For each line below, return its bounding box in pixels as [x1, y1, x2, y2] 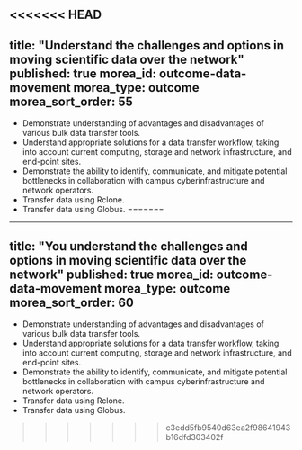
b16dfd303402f [165, 432, 224, 443]
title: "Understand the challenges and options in [9, 38, 285, 53]
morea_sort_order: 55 [9, 94, 133, 109]
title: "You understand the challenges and [9, 238, 249, 254]
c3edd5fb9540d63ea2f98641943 [165, 422, 291, 433]
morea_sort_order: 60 [9, 294, 135, 310]
